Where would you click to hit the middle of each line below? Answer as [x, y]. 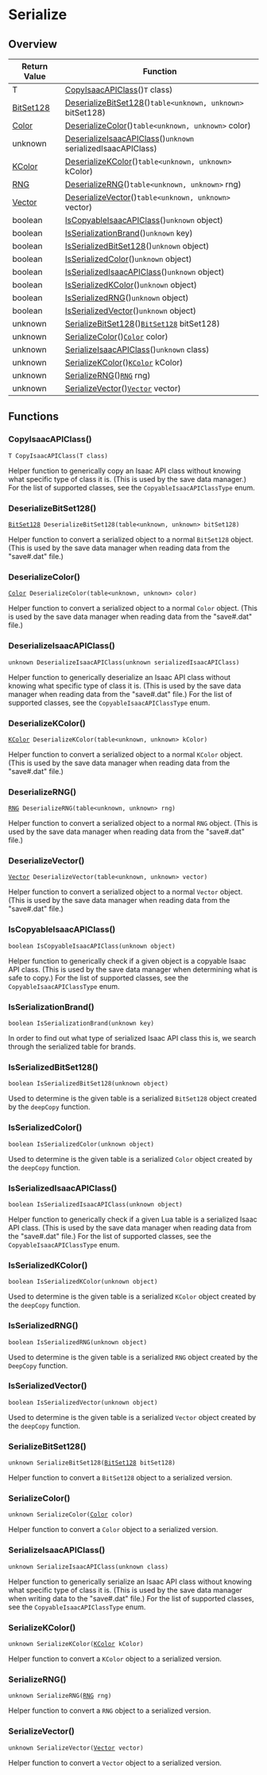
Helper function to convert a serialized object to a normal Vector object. [126, 892]
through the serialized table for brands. [72, 1047]
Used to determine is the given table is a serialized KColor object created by [132, 1296]
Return [35, 66]
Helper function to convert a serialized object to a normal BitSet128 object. [131, 539]
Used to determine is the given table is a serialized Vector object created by [132, 1417]
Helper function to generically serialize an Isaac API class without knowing [130, 1581]
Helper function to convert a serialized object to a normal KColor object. [126, 754]
